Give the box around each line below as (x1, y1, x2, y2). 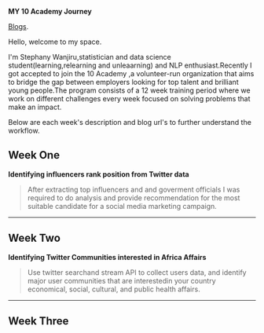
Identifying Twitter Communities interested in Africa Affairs (8, 252, 207, 262)
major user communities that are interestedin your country (27, 276, 216, 285)
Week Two (8, 232, 61, 245)
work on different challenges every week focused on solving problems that (8, 94, 251, 103)
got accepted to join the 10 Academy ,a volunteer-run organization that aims (8, 69, 255, 78)
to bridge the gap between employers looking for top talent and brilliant (8, 78, 239, 86)
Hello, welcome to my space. (8, 37, 102, 46)
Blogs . (8, 22, 29, 31)
